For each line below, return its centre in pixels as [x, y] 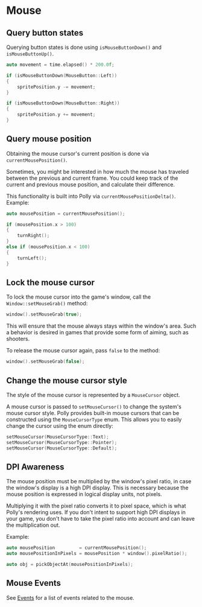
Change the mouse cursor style [67, 380]
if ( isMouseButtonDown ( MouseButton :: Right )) [63, 103]
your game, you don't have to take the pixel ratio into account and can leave [100, 519]
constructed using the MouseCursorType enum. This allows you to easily [94, 419]
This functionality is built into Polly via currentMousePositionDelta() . [91, 196]
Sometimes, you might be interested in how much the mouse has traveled [97, 171]
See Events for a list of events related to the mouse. [70, 597]
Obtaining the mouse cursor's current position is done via [78, 153]
